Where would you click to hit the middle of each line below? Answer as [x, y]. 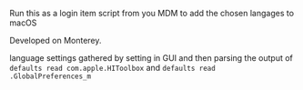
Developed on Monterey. [56, 40]
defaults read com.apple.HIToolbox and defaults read [112, 68]
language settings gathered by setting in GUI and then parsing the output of [151, 58]
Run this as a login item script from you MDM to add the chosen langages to [151, 13]
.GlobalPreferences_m [50, 76]
